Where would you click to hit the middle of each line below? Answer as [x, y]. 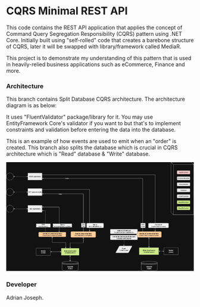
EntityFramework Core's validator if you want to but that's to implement [93, 123]
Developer [21, 284]
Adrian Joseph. [25, 297]
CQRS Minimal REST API [67, 11]
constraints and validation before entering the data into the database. [91, 130]
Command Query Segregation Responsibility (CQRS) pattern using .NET [94, 33]
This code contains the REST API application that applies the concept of [94, 27]
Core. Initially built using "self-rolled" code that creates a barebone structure [100, 40]
